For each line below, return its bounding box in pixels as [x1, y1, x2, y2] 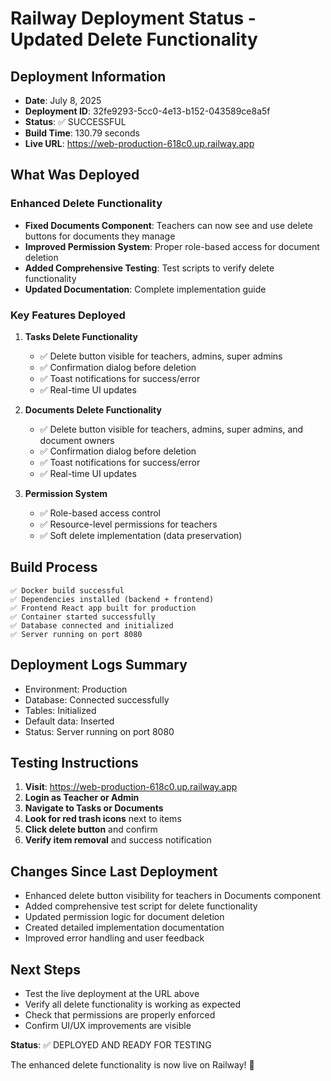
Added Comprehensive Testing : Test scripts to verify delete [24, 262, 275, 274]
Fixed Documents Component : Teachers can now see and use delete [24, 219, 313, 231]
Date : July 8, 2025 [24, 95, 102, 106]
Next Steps [10, 961, 81, 978]
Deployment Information [10, 68, 167, 85]
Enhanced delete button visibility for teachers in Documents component [24, 890, 322, 902]
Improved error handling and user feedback [24, 932, 205, 944]
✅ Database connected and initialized [10, 620, 174, 631]
